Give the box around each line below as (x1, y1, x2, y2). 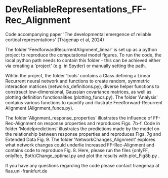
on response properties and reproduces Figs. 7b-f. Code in (37, 120, 160, 126)
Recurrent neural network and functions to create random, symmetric (5, 78, 150, 84)
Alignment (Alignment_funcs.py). (5, 105, 74, 111)
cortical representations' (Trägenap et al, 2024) (5, 37, 105, 43)
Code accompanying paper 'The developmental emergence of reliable (5, 31, 152, 37)
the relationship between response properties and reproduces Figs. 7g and (5, 131, 161, 137)
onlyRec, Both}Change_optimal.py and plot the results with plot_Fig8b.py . (5, 153, 160, 159)
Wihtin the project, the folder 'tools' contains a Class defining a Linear (5, 72, 151, 78)
